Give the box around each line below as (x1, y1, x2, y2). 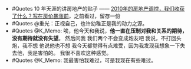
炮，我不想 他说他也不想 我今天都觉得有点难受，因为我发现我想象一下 (11, 42, 180, 49)
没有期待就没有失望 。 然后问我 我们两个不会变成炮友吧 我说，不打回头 (11, 35, 182, 41)
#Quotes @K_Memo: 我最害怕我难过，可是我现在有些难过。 (11, 57, 157, 64)
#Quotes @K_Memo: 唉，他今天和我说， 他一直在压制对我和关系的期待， (11, 27, 187, 34)
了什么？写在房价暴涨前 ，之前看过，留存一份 (11, 12, 121, 19)
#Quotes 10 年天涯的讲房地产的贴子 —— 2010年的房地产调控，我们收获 (11, 5, 185, 12)
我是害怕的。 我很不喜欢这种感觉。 (27, 50, 112, 56)
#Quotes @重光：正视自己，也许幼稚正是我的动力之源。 (11, 20, 148, 27)
